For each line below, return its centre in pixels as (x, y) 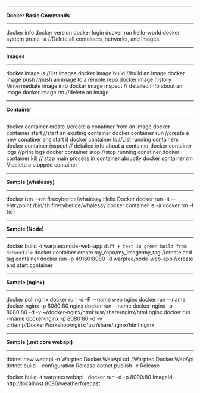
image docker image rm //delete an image (57, 92)
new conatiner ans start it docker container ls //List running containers (92, 139)
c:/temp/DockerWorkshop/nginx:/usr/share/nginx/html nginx (80, 325)
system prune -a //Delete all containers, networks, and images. (83, 39)
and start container (29, 265)
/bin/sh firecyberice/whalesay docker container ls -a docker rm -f (113, 205)
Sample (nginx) (26, 282)
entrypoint (19, 205)
